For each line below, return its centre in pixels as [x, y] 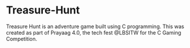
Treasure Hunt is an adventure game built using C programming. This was [95, 26]
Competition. [22, 39]
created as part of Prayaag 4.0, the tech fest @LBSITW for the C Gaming [94, 32]
